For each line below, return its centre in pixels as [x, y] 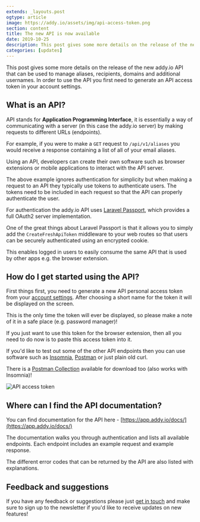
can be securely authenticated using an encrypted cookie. [78, 240]
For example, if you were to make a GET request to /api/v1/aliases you [93, 143]
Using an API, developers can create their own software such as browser [96, 161]
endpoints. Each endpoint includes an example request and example [90, 444]
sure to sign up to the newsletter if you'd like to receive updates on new [94, 507]
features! [17, 514]
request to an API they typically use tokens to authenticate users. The [91, 186]
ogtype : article [26, 17]
